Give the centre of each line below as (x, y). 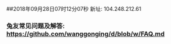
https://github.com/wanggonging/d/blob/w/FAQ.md (85, 34)
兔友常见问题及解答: (36, 26)
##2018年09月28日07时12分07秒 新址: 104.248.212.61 (74, 9)
